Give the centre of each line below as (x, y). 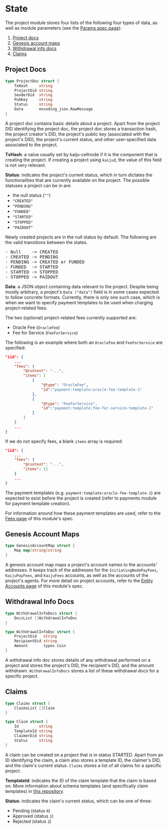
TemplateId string (33, 731)
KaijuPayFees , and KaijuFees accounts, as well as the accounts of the (77, 575)
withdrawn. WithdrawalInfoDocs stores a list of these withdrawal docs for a (82, 670)
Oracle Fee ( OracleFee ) (36, 327)
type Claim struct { (27, 722)
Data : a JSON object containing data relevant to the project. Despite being (82, 286)
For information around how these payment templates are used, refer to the (83, 513)
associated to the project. (32, 145)
